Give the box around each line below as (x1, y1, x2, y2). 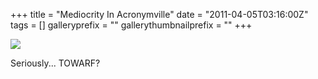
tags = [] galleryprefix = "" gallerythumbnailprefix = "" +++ (10, 19, 253, 31)
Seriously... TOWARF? (10, 57, 101, 69)
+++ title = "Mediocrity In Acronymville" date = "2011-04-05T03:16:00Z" (10, 9, 309, 20)
